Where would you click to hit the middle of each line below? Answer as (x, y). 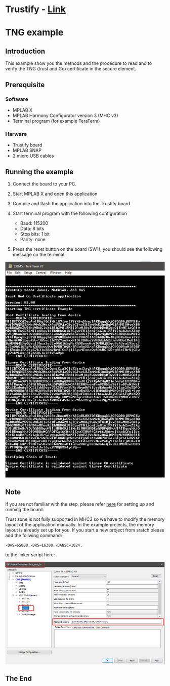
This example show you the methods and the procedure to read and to (79, 63)
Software (17, 99)
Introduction (25, 51)
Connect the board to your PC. (45, 184)
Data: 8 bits (32, 228)
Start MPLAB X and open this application (55, 194)
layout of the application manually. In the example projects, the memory (80, 525)
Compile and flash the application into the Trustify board (71, 203)
